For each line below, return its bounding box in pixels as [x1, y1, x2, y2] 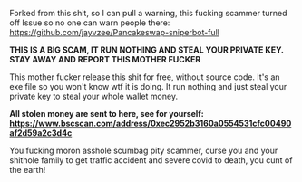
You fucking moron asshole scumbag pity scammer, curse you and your [9, 145, 278, 156]
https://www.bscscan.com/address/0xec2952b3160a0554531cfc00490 [9, 118, 292, 129]
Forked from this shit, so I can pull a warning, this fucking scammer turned [9, 8, 287, 18]
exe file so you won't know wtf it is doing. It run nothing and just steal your [9, 81, 287, 91]
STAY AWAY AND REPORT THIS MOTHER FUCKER [9, 54, 201, 64]
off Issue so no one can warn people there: [9, 17, 170, 28]
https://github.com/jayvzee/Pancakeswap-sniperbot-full [9, 27, 220, 37]
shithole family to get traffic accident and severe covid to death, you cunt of [9, 155, 293, 166]
